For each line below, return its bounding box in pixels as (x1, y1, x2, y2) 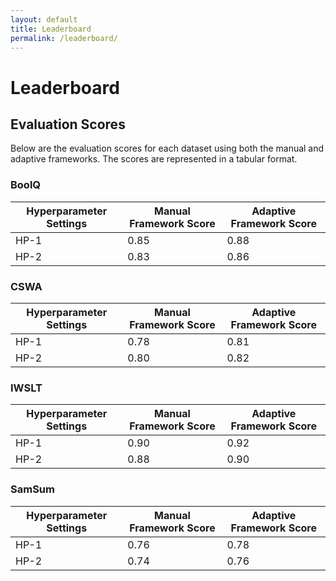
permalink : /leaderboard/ (10, 33, 118, 43)
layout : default (10, 14, 78, 25)
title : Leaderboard (10, 24, 92, 34)
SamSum (10, 482, 55, 496)
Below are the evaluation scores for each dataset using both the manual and (10, 142, 325, 155)
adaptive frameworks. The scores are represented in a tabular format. (10, 153, 298, 165)
